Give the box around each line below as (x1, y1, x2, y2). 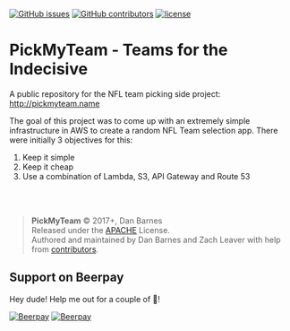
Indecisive (9, 59, 88, 80)
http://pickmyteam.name (9, 98, 100, 109)
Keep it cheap (21, 161, 74, 172)
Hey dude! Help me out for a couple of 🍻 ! (9, 293, 161, 304)
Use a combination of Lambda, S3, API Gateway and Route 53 (21, 170, 251, 181)
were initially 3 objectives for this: (9, 135, 133, 145)
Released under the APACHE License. (30, 224, 170, 235)
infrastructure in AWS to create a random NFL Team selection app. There (9, 125, 278, 135)
